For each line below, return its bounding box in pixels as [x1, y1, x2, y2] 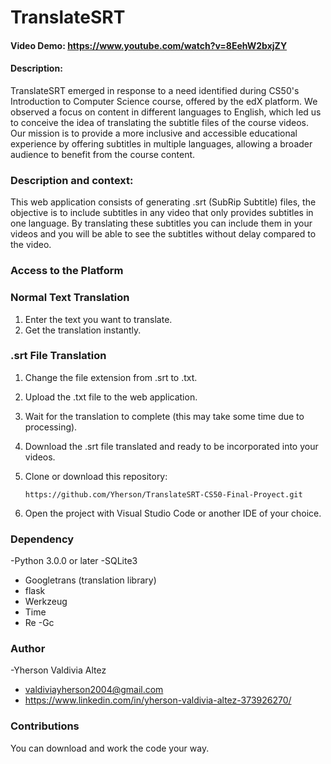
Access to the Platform [10, 264, 124, 278]
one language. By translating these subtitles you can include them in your [10, 217, 313, 230]
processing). [24, 421, 78, 433]
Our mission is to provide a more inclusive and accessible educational [10, 127, 298, 139]
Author [10, 642, 46, 656]
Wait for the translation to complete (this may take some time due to [24, 410, 305, 422]
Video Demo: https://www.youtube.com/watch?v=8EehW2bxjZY [10, 39, 288, 51]
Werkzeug [24, 596, 68, 608]
